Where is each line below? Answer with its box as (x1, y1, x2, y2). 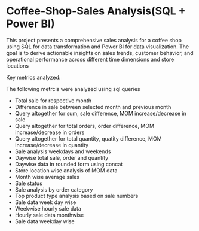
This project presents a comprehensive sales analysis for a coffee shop (6, 37, 182, 44)
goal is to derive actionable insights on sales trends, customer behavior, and (6, 49, 194, 56)
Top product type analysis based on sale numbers (14, 192, 139, 199)
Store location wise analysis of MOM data (14, 166, 118, 174)
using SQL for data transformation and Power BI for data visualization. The (6, 43, 189, 50)
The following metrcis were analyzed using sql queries (6, 85, 140, 92)
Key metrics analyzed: (6, 74, 61, 81)
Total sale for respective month (14, 97, 91, 104)
